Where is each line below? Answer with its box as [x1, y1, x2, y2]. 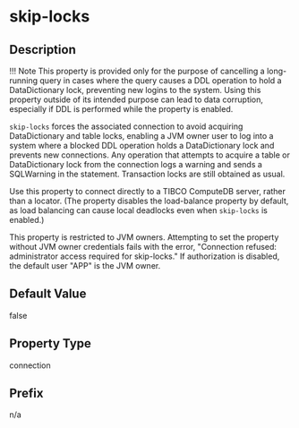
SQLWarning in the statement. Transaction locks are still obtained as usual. [9, 168, 286, 179]
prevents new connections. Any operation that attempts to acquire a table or [9, 150, 291, 160]
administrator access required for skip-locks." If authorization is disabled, [9, 251, 280, 261]
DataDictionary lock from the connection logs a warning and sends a [9, 159, 262, 169]
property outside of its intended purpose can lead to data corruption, [9, 94, 264, 105]
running [9, 75, 38, 86]
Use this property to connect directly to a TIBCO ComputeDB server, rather [9, 186, 286, 196]
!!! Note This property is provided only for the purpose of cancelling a [9, 65, 266, 76]
